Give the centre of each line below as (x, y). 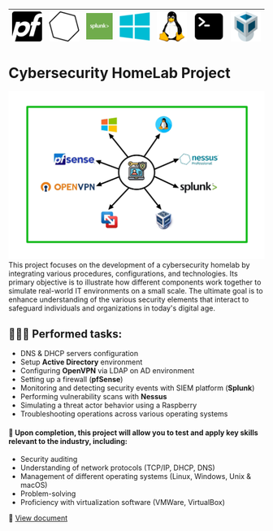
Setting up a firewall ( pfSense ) (71, 380)
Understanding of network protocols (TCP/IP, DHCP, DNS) (117, 468)
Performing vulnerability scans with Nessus (93, 397)
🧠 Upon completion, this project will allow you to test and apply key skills (133, 433)
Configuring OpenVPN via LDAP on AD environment (107, 371)
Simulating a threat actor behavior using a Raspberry (108, 405)
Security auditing (49, 459)
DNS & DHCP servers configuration (79, 354)
